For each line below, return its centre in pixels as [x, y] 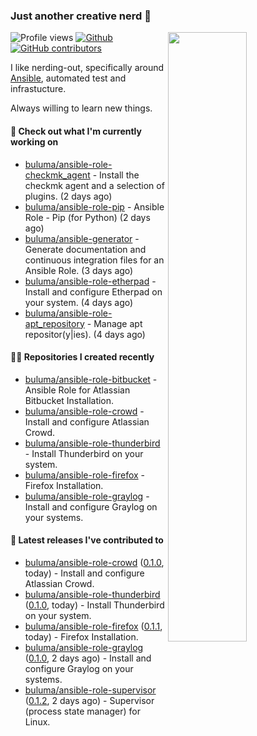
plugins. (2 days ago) [68, 196]
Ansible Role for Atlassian [77, 390]
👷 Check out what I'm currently [76, 131]
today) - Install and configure [84, 573]
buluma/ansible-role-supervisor [90, 690]
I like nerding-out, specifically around [87, 68]
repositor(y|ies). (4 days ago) [85, 334]
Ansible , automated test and [68, 78]
